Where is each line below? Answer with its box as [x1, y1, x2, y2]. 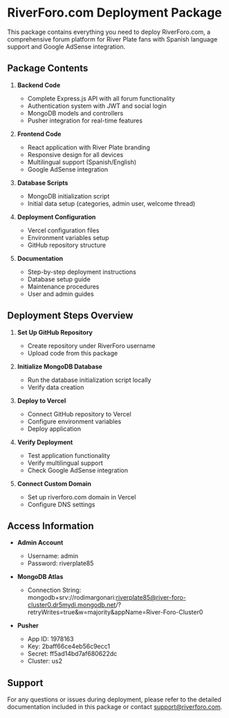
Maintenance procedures [27, 282, 100, 291]
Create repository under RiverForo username [27, 341, 156, 350]
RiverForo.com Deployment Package [7, 5, 223, 21]
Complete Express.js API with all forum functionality [27, 94, 175, 102]
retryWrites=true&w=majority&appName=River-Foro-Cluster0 [27, 608, 203, 616]
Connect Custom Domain [17, 479, 91, 488]
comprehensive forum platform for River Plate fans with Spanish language [7, 35, 218, 43]
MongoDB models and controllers [27, 109, 124, 117]
